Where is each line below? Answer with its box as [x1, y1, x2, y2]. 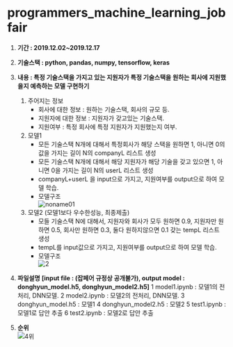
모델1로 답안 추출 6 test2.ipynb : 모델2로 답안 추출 [17, 308, 154, 317]
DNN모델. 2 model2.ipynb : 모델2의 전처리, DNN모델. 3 [32, 291, 185, 300]
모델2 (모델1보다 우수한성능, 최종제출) [27, 208, 130, 216]
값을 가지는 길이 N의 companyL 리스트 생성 [38, 148, 156, 157]
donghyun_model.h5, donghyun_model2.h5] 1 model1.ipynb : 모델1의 [17, 282, 218, 291]
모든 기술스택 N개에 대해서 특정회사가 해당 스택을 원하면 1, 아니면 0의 [38, 140, 225, 148]
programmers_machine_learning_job [7, 5, 226, 21]
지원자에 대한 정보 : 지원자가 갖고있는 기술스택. [38, 113, 165, 122]
